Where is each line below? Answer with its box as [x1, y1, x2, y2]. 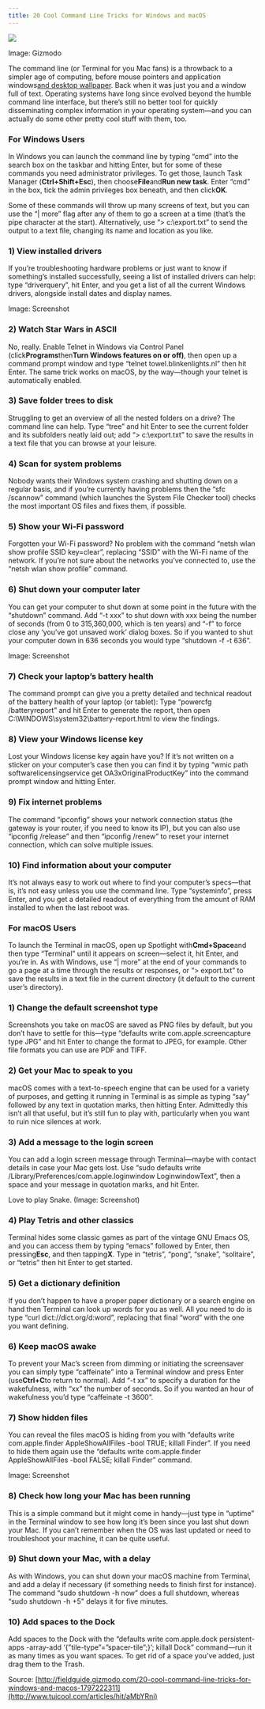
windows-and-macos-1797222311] [8, 1683, 121, 1693]
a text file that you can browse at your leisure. [8, 438, 157, 448]
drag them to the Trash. [8, 1659, 85, 1669]
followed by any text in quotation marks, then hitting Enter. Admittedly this [8, 1100, 248, 1109]
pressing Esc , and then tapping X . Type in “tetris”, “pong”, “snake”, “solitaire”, [8, 1249, 256, 1259]
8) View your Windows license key [8, 733, 144, 745]
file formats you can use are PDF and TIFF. [8, 1045, 147, 1055]
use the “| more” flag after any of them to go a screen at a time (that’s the [8, 209, 246, 218]
